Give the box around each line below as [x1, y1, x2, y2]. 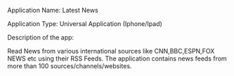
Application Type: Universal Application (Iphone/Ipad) [7, 20, 163, 27]
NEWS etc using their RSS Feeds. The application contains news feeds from [7, 54, 227, 63]
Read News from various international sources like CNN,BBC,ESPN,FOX [7, 47, 215, 55]
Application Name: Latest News [7, 6, 98, 14]
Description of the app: [7, 33, 74, 42]
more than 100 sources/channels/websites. [7, 62, 132, 70]
